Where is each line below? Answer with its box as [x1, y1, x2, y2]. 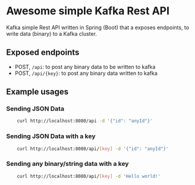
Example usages [6, 87, 69, 97]
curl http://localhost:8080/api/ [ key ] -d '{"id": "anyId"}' [17, 146, 169, 152]
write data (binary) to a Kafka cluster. [6, 30, 97, 37]
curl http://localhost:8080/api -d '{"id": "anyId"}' [17, 118, 153, 124]
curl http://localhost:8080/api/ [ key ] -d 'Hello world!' [17, 173, 161, 179]
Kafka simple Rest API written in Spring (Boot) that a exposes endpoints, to [6, 24, 189, 31]
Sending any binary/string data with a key [6, 159, 129, 168]
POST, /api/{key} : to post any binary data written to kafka [14, 70, 158, 77]
